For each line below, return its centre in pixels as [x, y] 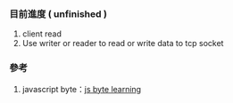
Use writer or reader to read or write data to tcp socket [123, 44]
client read [42, 34]
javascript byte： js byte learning [81, 89]
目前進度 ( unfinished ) [58, 13]
